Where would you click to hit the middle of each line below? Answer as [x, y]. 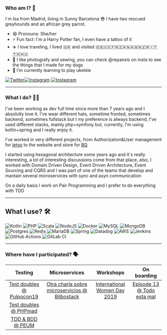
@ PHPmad [24, 311]
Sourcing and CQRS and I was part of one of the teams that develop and [79, 170]
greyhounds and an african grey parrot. [45, 24]
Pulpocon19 [24, 297]
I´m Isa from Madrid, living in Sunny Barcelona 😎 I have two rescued [75, 19]
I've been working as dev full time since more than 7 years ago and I [75, 108]
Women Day [111, 290]
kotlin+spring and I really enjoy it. [39, 130]
